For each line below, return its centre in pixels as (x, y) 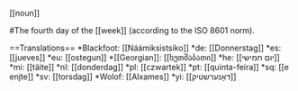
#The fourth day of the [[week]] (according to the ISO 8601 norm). (132, 30)
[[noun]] (25, 13)
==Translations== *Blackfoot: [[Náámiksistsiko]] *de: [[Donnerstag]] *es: (145, 48)
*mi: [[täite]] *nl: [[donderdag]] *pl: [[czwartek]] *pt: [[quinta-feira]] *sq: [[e (149, 67)
